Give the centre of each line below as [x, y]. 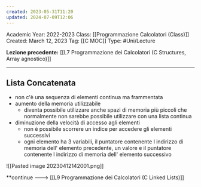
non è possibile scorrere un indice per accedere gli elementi [98, 129]
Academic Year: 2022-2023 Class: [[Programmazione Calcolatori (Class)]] [98, 34]
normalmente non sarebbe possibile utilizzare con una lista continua [108, 117]
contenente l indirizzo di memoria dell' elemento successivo [98, 154]
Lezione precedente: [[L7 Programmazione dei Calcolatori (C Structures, [96, 52]
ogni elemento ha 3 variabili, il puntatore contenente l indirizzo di [103, 142]
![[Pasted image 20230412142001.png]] [55, 166]
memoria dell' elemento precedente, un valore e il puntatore [98, 148]
